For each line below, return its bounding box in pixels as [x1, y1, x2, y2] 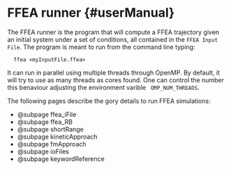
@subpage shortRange [17, 125, 84, 133]
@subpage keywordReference [17, 155, 105, 163]
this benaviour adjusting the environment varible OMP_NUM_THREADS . [7, 83, 200, 91]
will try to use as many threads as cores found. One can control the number [7, 75, 225, 84]
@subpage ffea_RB [17, 117, 73, 126]
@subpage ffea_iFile [17, 110, 77, 118]
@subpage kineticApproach [17, 132, 98, 141]
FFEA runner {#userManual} [7, 5, 175, 21]
